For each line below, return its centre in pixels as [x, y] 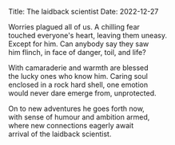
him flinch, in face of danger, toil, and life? [77, 52]
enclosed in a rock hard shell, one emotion [78, 84]
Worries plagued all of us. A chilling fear [74, 27]
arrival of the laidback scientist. [60, 134]
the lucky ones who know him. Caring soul [78, 76]
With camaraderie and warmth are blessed [79, 68]
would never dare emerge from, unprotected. [83, 93]
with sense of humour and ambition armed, [79, 117]
